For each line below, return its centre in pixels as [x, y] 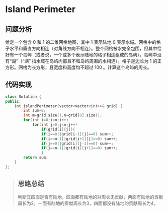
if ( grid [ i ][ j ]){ [58, 129]
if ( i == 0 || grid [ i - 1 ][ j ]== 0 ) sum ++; [77, 134]
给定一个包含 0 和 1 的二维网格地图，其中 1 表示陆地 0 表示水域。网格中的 [81, 42]
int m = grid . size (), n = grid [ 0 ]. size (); [63, 115]
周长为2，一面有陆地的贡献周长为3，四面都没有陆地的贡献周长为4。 [88, 203]
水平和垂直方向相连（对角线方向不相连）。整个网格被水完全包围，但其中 [83, 48]
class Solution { [23, 97]
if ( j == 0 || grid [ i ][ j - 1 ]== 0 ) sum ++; [77, 144]
